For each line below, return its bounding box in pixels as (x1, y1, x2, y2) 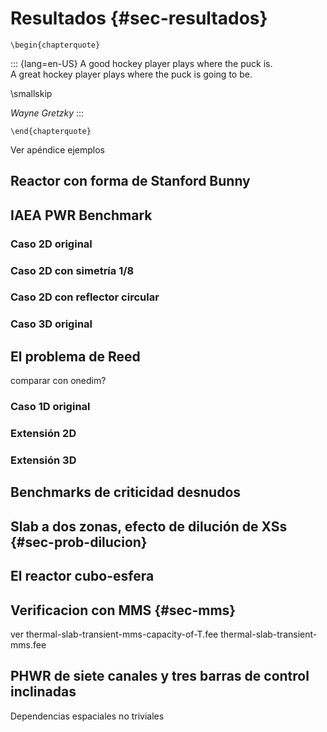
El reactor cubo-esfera (10, 568, 155, 585)
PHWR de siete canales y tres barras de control (10, 668, 310, 685)
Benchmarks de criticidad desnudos (10, 484, 242, 501)
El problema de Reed (10, 348, 141, 365)
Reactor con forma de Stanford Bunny (10, 173, 251, 190)
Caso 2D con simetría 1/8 (10, 263, 135, 277)
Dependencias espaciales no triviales (10, 710, 165, 722)
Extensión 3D (10, 453, 77, 467)
